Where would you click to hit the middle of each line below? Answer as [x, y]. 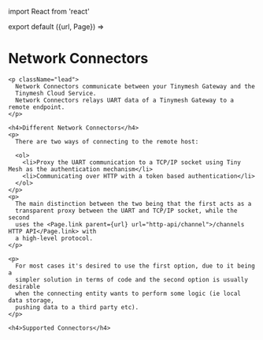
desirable [24, 286]
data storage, [31, 300]
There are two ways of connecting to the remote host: [107, 141]
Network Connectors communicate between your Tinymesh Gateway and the [135, 86]
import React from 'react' [49, 11]
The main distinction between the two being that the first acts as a [133, 204]
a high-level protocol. [54, 238]
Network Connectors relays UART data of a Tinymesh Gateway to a [125, 100]
